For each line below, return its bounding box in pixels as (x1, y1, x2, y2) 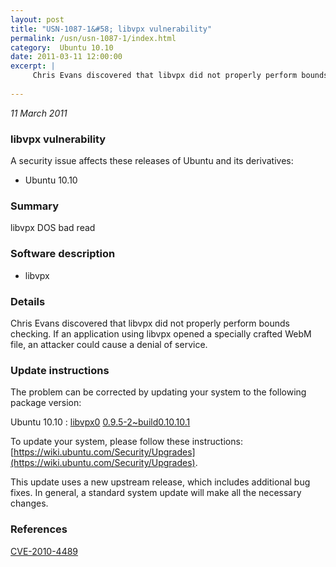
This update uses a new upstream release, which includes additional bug (10, 476, 311, 488)
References (10, 522, 68, 536)
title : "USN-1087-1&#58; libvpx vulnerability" (10, 24, 213, 34)
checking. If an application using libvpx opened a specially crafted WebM (10, 327, 312, 340)
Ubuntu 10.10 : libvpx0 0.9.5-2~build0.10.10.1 (10, 416, 191, 428)
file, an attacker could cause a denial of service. (10, 338, 208, 350)
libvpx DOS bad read (10, 222, 96, 234)
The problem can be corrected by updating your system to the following (10, 386, 307, 398)
